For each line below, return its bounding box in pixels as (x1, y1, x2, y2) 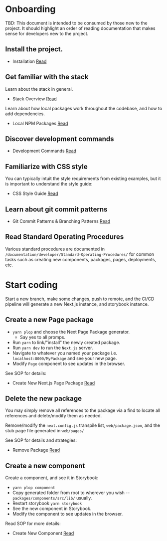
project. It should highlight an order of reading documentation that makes (5, 25, 156, 31)
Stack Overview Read (12, 96, 57, 102)
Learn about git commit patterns (5, 205, 108, 213)
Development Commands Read (12, 148, 76, 154)
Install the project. (5, 45, 63, 53)
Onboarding (5, 3, 56, 15)
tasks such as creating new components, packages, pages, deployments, (5, 256, 156, 262)
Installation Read (12, 58, 47, 64)
